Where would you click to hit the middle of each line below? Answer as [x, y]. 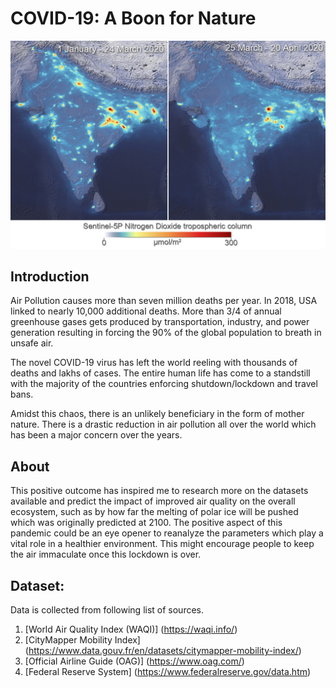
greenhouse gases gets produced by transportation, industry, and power [160, 322]
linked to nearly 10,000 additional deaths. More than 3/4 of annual [146, 311]
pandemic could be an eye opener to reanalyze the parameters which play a [167, 533]
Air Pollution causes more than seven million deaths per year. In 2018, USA [164, 301]
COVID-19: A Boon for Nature [133, 18]
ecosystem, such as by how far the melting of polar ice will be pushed [154, 512]
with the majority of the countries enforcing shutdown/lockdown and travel [164, 384]
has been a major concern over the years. [96, 435]
